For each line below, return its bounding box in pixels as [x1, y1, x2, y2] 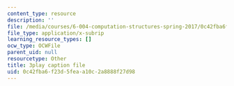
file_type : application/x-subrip [7, 29, 104, 37]
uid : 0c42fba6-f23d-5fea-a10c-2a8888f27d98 [7, 68, 136, 75]
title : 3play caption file [7, 62, 86, 69]
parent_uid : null [7, 49, 58, 56]
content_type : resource [7, 10, 77, 17]
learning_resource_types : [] [7, 36, 92, 43]
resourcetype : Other [7, 55, 68, 62]
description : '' [7, 17, 54, 24]
